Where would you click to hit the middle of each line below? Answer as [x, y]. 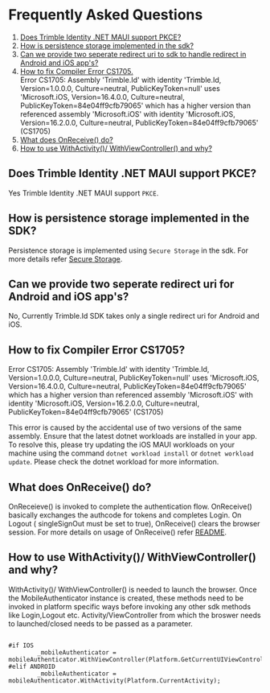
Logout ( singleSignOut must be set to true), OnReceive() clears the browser [134, 524]
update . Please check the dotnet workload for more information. [114, 462]
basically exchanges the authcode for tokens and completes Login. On [125, 515]
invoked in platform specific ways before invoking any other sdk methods [130, 606]
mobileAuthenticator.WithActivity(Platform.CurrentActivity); [115, 681]
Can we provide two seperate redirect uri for [121, 284]
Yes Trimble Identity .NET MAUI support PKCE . [84, 193]
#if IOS [21, 646]
